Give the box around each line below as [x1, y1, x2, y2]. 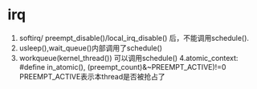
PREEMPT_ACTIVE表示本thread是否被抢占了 [18, 71, 165, 81]
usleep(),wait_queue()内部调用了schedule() [18, 42, 162, 53]
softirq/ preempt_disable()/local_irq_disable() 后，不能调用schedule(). [18, 33, 250, 42]
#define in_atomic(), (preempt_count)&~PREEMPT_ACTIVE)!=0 [18, 62, 226, 71]
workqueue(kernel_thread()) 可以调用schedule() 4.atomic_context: [18, 53, 239, 63]
